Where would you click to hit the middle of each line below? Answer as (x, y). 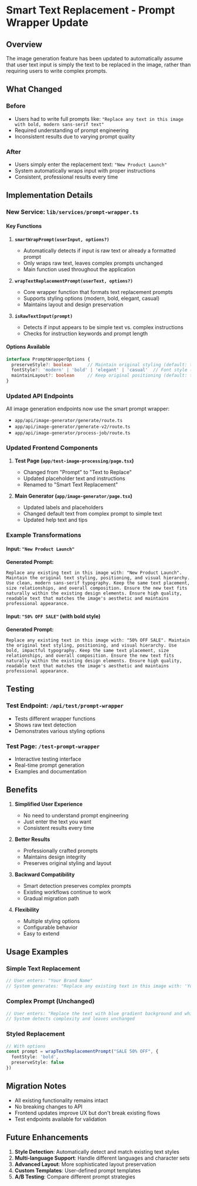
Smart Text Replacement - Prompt (91, 10)
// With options (26, 1046)
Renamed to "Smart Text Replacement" (71, 484)
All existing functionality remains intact (61, 1100)
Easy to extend (41, 933)
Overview (24, 44)
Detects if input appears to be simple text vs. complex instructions (103, 327)
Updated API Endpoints (40, 396)
